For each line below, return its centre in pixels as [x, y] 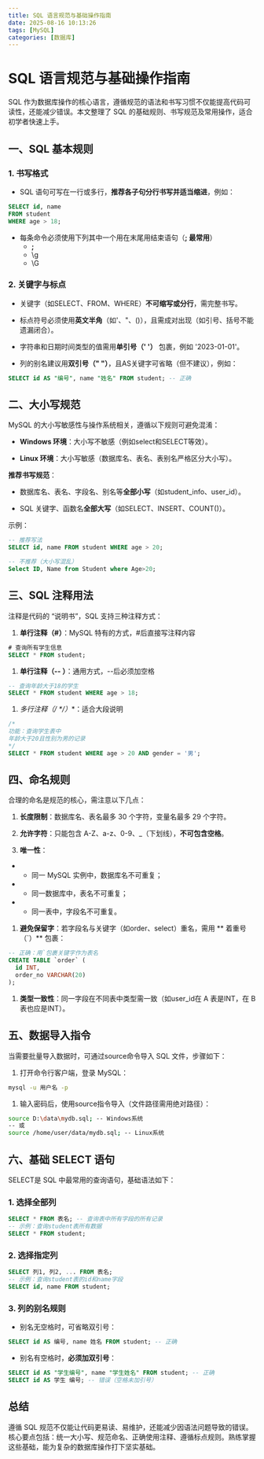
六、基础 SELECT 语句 [62, 1160]
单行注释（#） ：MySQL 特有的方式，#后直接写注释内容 [107, 632]
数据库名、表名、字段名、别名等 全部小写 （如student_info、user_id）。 [132, 492]
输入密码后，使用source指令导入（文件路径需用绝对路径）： [115, 1103]
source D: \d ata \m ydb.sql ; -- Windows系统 [76, 1118]
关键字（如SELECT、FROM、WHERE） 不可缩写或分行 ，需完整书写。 [130, 303]
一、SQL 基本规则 [51, 149]
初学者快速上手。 [36, 122]
